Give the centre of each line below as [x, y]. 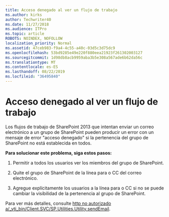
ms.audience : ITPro [26, 29]
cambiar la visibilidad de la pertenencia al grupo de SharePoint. [79, 193]
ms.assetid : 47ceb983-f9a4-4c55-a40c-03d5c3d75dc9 [60, 48]
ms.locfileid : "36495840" [33, 77]
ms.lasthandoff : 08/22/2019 [35, 72]
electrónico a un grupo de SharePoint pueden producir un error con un [80, 132]
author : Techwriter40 [28, 19]
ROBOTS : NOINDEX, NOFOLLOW [34, 39]
